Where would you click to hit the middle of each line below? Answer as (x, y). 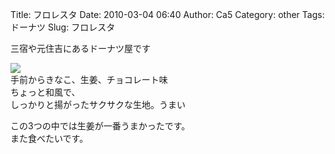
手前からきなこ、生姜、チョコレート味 (89, 79)
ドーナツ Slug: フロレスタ (63, 27)
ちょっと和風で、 (45, 92)
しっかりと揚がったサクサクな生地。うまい (98, 104)
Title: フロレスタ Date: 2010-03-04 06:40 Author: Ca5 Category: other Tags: (167, 14)
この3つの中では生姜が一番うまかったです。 (100, 126)
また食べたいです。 (49, 138)
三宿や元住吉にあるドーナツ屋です (80, 48)
